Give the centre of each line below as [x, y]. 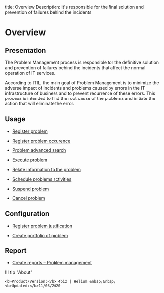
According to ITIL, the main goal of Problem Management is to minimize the [82, 83]
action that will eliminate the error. [40, 104]
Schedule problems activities [42, 179]
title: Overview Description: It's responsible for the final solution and [75, 7]
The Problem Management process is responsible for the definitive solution [82, 62]
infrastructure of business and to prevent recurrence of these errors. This [80, 93]
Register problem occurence [41, 141]
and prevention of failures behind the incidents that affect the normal [75, 68]
